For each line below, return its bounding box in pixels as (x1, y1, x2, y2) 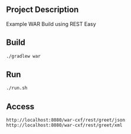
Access (6, 102, 34, 112)
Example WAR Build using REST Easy (6, 20, 96, 27)
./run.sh (6, 85, 28, 91)
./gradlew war (6, 53, 41, 59)
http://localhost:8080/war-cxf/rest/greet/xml (6, 122, 123, 128)
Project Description (6, 5, 79, 15)
